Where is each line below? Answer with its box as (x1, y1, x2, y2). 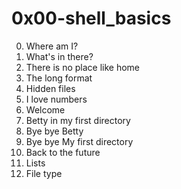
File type (25, 167, 63, 179)
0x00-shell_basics (11, 7, 172, 30)
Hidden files (25, 82, 76, 94)
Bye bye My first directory (25, 135, 134, 147)
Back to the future (25, 146, 101, 158)
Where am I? (25, 40, 79, 52)
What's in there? (25, 50, 94, 62)
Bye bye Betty (25, 125, 84, 137)
